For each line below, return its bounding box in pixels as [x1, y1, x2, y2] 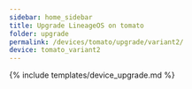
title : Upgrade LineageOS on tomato [9, 21, 144, 30]
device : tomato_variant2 [9, 46, 101, 55]
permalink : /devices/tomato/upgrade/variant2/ [9, 37, 184, 47]
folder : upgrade [9, 29, 69, 38]
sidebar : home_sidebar [9, 12, 93, 22]
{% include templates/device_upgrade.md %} [9, 70, 175, 80]
